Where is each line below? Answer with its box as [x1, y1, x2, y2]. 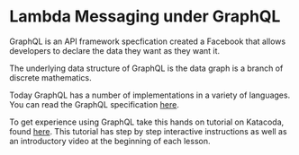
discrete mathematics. [9, 72, 92, 82]
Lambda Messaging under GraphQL [9, 6, 281, 27]
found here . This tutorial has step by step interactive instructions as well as [9, 125, 287, 136]
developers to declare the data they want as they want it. [9, 45, 221, 56]
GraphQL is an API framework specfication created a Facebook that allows [9, 36, 286, 47]
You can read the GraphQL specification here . [9, 99, 180, 109]
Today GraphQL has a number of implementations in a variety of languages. [9, 90, 291, 100]
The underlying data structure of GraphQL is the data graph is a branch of [9, 63, 284, 73]
